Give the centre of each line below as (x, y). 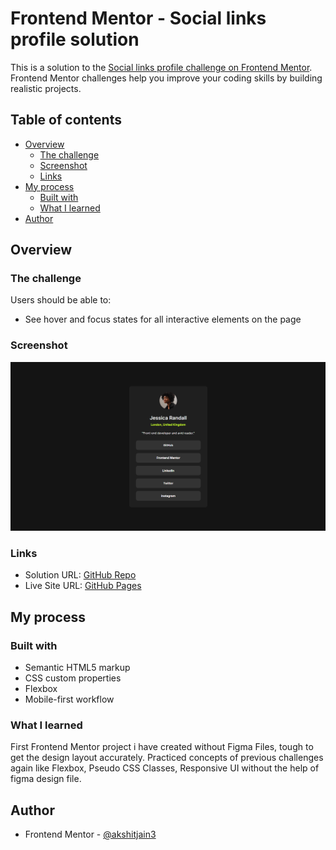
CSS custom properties (73, 678)
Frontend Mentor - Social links (138, 18)
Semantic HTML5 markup (77, 667)
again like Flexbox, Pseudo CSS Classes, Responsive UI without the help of (165, 768)
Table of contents (66, 120)
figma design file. (46, 779)
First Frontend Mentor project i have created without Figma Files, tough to (162, 747)
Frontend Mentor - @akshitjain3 (90, 834)
